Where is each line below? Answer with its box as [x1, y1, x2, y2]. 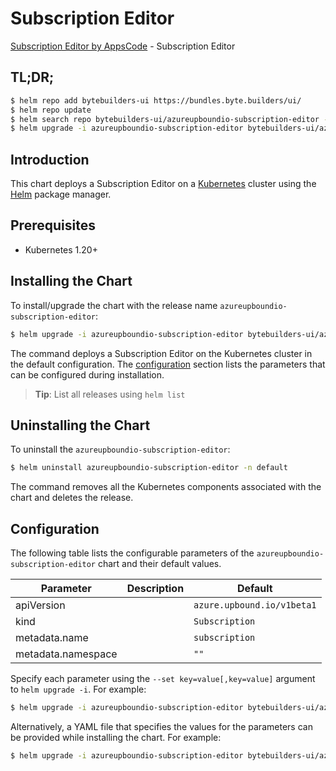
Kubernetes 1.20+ [24, 243, 98, 256]
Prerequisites [10, 217, 96, 234]
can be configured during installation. [10, 368, 165, 381]
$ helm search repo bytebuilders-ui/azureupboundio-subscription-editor [10, 114, 320, 124]
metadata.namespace [15, 647, 118, 661]
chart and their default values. [97, 558, 222, 570]
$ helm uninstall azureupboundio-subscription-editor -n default [10, 463, 288, 473]
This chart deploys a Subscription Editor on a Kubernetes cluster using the [10, 178, 317, 190]
